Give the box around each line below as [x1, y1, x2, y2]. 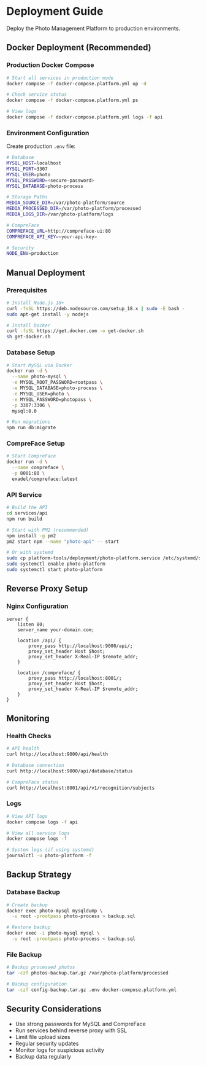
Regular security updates [15, 1040, 79, 1047]
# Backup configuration [6, 981, 67, 987]
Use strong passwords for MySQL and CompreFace [15, 1020, 146, 1027]
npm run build [6, 516, 43, 522]
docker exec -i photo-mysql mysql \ [6, 930, 100, 936]
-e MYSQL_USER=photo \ [12, 391, 70, 397]
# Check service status [6, 91, 67, 98]
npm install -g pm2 [6, 532, 56, 539]
